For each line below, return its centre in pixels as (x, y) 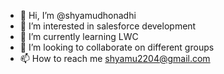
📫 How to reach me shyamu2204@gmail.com (115, 58)
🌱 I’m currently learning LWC (79, 36)
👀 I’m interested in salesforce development (108, 26)
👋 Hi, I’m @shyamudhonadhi (78, 15)
